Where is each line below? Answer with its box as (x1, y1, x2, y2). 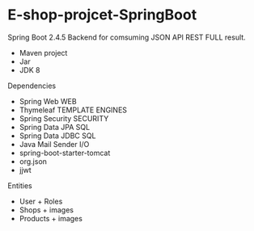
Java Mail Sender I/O (19, 139, 90, 149)
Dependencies (7, 81, 57, 90)
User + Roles (19, 196, 63, 206)
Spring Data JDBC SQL (19, 131, 96, 141)
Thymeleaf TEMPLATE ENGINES (19, 105, 127, 115)
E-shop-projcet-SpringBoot (7, 6, 197, 24)
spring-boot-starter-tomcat (19, 148, 111, 157)
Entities (7, 180, 33, 191)
